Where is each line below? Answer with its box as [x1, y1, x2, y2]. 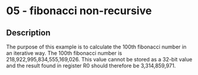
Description [6, 28, 51, 38]
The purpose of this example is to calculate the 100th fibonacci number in [6, 43, 187, 50]
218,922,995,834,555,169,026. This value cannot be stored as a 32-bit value [6, 56, 193, 63]
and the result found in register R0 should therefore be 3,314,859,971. [6, 62, 176, 69]
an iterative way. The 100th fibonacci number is [6, 50, 122, 57]
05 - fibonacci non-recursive [6, 4, 152, 18]
